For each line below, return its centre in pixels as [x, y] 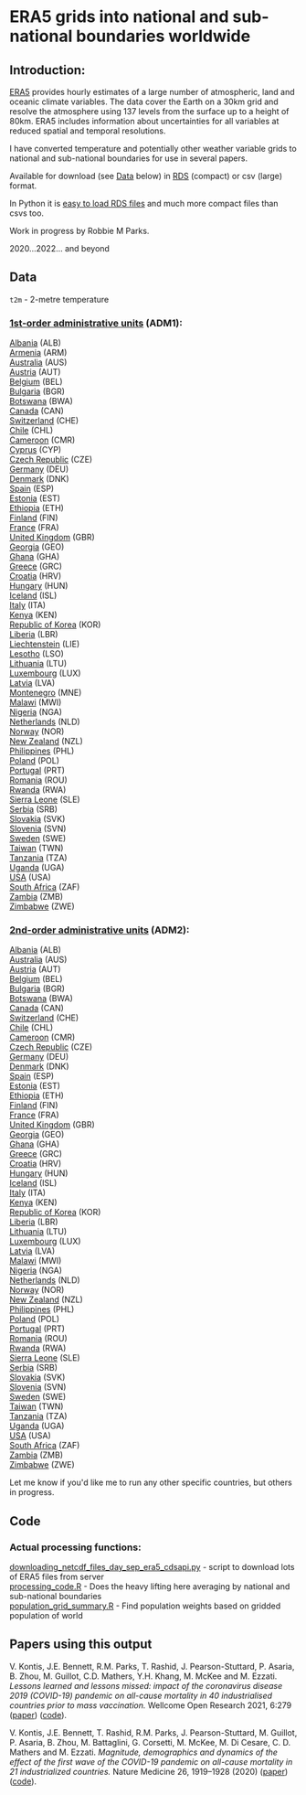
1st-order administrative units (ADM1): [96, 323]
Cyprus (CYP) [36, 450]
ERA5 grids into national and [119, 17]
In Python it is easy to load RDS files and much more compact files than [144, 203]
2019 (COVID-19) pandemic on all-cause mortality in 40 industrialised [141, 1695]
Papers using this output [81, 1645]
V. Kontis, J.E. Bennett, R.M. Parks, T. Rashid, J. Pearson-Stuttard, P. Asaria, [152, 1666]
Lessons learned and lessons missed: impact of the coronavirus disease [146, 1685]
